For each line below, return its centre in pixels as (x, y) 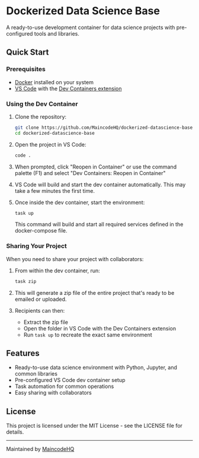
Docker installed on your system (54, 82)
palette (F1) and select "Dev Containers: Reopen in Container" (90, 173)
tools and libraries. (57, 33)
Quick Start (28, 53)
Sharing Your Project (36, 246)
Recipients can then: (40, 310)
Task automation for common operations (64, 386)
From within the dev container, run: (57, 271)
